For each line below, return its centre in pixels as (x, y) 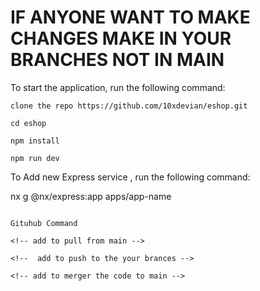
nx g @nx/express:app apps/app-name (91, 196)
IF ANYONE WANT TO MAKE (130, 17)
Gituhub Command (44, 223)
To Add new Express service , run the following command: (130, 177)
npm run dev (35, 158)
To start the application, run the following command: (118, 87)
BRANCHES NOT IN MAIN (117, 60)
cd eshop (28, 123)
